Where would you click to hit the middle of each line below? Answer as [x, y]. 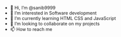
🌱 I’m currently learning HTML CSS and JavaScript [63, 18]
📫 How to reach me [31, 29]
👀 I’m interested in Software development [53, 13]
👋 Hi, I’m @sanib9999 [33, 8]
